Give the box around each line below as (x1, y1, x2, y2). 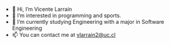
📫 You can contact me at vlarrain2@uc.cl (11, 32, 116, 38)
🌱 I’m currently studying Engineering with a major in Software (11, 18, 165, 25)
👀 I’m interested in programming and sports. (11, 12, 122, 19)
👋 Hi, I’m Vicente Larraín (11, 6, 72, 12)
